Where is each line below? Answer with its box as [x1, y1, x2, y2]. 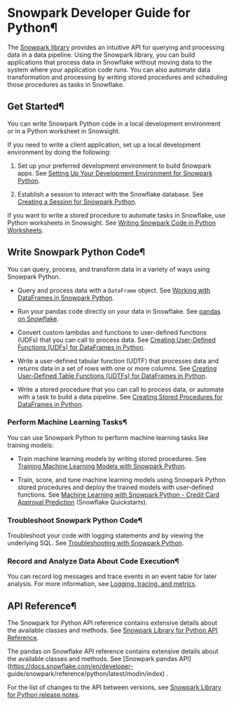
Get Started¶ [7, 100, 64, 113]
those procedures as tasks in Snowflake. [7, 80, 125, 88]
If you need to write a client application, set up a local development [7, 140, 201, 149]
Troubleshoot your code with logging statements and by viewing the [7, 531, 204, 540]
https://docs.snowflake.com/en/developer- [9, 662, 134, 671]
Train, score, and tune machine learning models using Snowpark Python [17, 475, 226, 484]
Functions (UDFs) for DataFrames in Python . [17, 342, 146, 352]
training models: [7, 441, 54, 449]
